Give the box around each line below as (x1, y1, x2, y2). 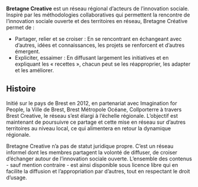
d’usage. (6, 174, 27, 181)
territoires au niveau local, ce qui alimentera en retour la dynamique (6, 124, 171, 132)
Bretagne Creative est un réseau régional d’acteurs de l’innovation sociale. (6, 5, 190, 12)
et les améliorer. (14, 67, 55, 73)
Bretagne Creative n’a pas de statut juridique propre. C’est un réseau (6, 142, 174, 150)
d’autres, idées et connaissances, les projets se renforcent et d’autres (14, 41, 185, 49)
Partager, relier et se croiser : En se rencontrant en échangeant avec (14, 36, 182, 42)
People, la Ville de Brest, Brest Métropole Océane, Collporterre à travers (6, 106, 182, 113)
